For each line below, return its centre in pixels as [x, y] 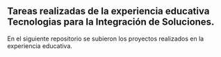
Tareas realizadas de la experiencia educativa [108, 11]
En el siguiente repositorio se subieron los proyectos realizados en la [106, 38]
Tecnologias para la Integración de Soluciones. [111, 22]
